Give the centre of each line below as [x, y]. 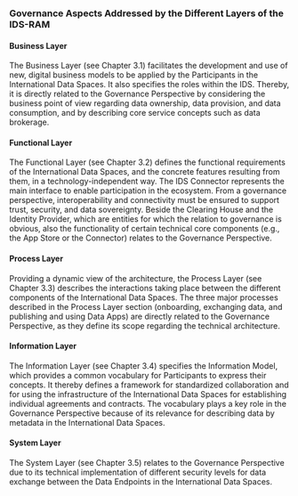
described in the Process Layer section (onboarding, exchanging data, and [146, 306]
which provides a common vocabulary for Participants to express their [138, 375]
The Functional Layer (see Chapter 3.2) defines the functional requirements [148, 162]
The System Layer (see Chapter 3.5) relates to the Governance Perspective [147, 462]
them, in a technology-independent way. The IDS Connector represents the [147, 182]
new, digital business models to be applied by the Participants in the [134, 75]
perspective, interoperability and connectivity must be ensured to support [145, 200]
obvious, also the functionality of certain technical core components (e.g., [145, 229]
